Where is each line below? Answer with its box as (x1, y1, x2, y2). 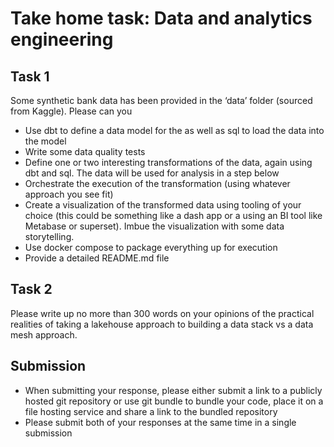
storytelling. (24, 231, 75, 242)
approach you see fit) (24, 188, 114, 200)
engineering (10, 28, 114, 51)
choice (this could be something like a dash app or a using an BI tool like (24, 210, 323, 221)
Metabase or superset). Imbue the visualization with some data (24, 220, 285, 232)
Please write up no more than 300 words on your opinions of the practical (10, 307, 315, 319)
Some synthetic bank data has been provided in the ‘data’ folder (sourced (10, 95, 313, 106)
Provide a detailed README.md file (24, 252, 170, 264)
